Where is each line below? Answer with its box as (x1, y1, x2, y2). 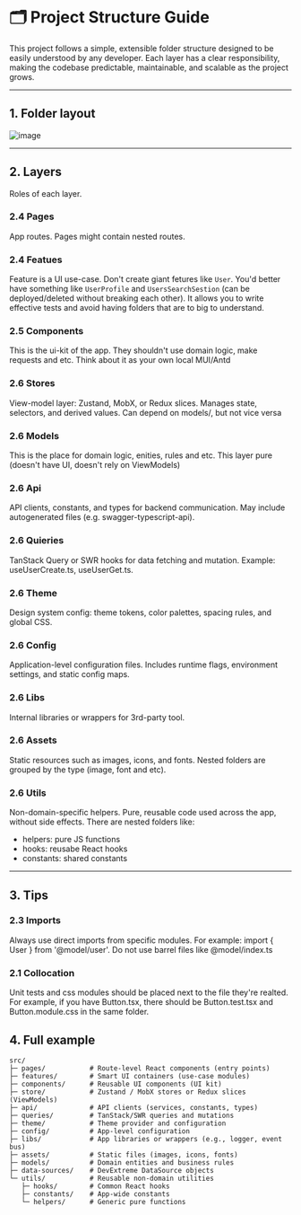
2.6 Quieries (9, 534, 64, 547)
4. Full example (9, 1032, 96, 1047)
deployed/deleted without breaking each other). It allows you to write (9, 293, 264, 304)
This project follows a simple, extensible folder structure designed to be (9, 42, 274, 54)
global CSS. (9, 616, 53, 627)
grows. (9, 71, 35, 82)
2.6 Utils (9, 787, 47, 799)
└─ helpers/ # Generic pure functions (21, 1197, 186, 1206)
